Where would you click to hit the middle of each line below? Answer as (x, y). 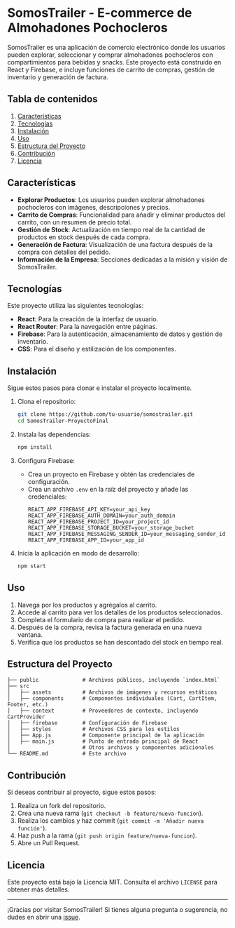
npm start (32, 566)
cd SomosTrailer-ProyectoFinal (63, 421)
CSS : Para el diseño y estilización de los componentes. (97, 349)
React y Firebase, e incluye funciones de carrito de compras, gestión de (111, 69)
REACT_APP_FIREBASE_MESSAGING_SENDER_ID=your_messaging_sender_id (127, 534)
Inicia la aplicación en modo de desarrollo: (78, 553)
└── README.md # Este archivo (67, 754)
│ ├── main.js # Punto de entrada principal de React (103, 741)
